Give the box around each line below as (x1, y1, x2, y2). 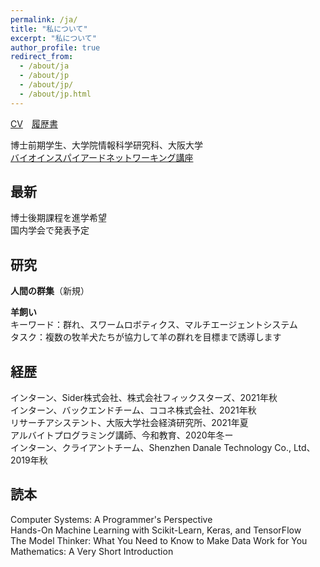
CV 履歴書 (10, 117, 58, 130)
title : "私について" (10, 24, 88, 34)
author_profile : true (10, 42, 101, 53)
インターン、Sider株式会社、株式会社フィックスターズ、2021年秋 (10, 392, 278, 404)
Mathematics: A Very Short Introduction (10, 545, 174, 557)
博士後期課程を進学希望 (10, 212, 107, 224)
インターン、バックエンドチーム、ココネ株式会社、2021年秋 (10, 404, 257, 416)
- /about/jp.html (19, 89, 92, 99)
